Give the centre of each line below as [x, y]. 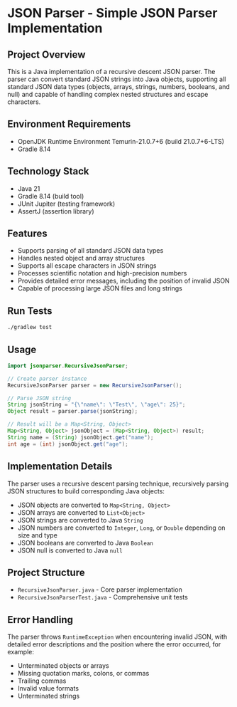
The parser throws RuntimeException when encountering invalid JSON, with [117, 637]
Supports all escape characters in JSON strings [87, 266]
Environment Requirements [69, 124]
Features [27, 234]
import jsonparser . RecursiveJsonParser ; [68, 366]
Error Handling [40, 620]
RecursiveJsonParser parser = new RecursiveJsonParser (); [95, 385]
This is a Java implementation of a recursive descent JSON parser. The [111, 72]
